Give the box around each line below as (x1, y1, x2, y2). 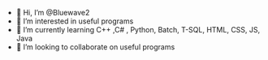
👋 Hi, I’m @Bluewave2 (15, 8, 90, 17)
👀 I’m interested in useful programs (15, 16, 134, 26)
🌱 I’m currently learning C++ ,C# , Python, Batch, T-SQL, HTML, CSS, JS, (15, 25, 261, 34)
